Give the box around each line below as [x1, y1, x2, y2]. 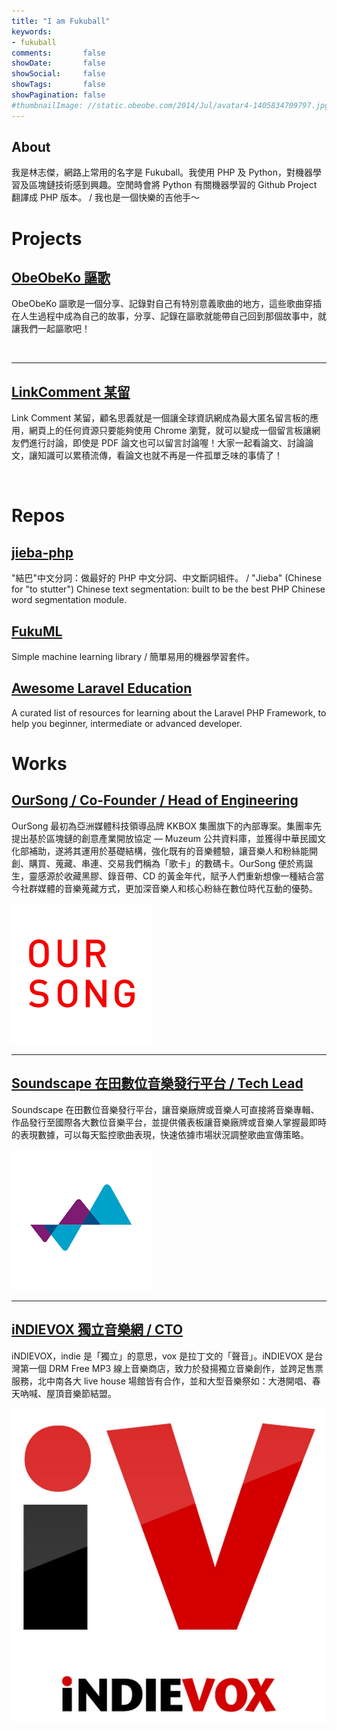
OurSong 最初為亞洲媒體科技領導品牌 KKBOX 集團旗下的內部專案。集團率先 [11, 820, 323, 832]
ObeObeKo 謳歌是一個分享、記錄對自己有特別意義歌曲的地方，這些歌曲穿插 [11, 298, 323, 310]
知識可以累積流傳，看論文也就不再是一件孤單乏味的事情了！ [37, 450, 283, 462]
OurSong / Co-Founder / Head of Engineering [11, 792, 299, 809]
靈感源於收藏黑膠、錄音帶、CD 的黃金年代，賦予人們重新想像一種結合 [28, 870, 316, 882]
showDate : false [11, 58, 106, 69]
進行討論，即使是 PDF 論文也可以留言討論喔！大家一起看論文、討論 [28, 437, 306, 449]
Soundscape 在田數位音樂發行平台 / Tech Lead [11, 1075, 304, 1092]
